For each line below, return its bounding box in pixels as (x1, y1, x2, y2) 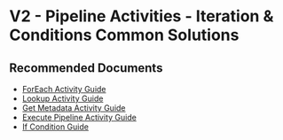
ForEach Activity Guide (21, 84, 106, 94)
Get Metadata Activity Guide (21, 103, 126, 113)
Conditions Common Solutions (9, 25, 240, 45)
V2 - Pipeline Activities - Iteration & (9, 6, 274, 27)
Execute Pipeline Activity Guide (21, 113, 138, 122)
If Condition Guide (21, 121, 89, 132)
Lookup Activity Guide (21, 93, 104, 104)
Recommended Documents (9, 60, 163, 75)
